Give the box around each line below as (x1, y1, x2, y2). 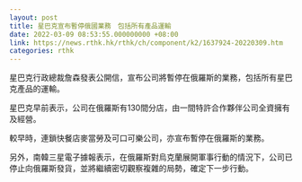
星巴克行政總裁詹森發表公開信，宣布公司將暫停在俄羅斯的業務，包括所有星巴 (9, 73, 293, 83)
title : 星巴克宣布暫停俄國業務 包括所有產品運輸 (9, 22, 172, 30)
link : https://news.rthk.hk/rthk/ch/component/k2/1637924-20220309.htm (9, 38, 283, 48)
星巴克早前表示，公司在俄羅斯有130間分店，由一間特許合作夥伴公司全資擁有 (9, 102, 290, 113)
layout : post (9, 13, 58, 22)
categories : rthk (9, 47, 75, 56)
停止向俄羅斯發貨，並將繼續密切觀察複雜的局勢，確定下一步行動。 (9, 163, 253, 174)
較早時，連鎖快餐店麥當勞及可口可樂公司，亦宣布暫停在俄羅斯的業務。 (9, 133, 270, 143)
